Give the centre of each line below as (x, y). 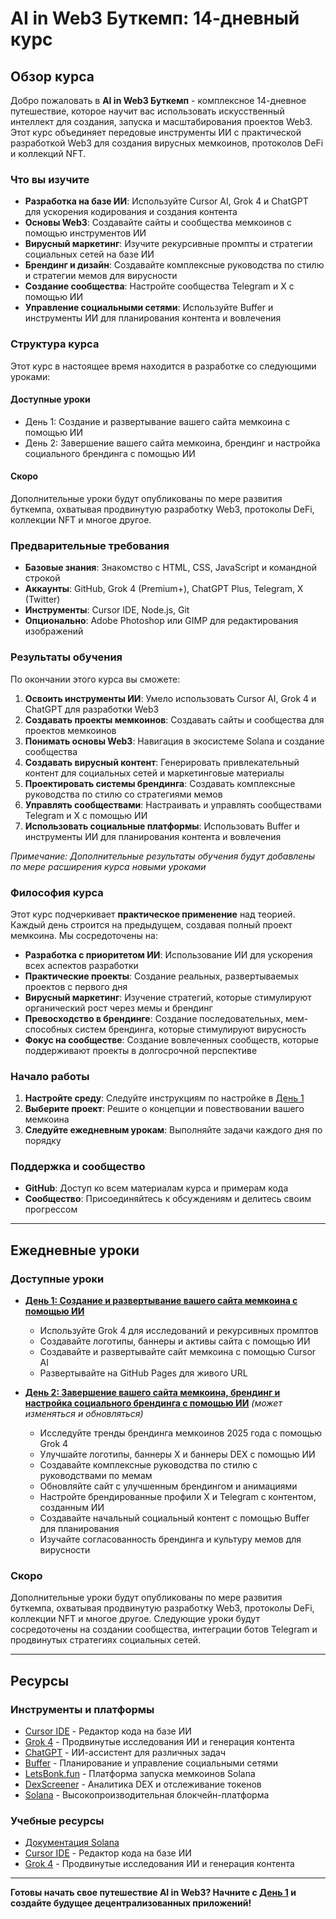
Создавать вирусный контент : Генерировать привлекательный (162, 762)
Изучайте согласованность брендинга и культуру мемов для (170, 1539)
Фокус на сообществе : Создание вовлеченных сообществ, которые (171, 1039)
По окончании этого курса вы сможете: (95, 679)
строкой (42, 578)
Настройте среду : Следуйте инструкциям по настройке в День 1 (164, 1098)
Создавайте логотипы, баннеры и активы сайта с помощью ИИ (175, 1341)
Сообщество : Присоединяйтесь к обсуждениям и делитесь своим (168, 1199)
